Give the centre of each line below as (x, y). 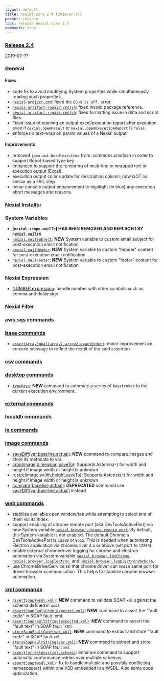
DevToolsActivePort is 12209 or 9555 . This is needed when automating (82, 540)
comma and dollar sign (35, 294)
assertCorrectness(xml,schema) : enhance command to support (76, 652)
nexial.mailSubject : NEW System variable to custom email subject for (83, 239)
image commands (27, 443)
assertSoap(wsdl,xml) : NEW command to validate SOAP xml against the (84, 600)
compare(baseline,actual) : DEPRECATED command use (68, 485)
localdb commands (28, 417)
